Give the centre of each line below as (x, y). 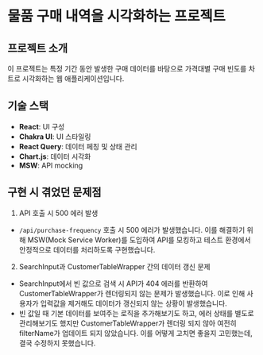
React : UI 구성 (42, 126)
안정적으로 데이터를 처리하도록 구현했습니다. (87, 249)
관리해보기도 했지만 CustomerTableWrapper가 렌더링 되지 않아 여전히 (128, 323)
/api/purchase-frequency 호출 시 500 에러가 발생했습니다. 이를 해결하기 (132, 230)
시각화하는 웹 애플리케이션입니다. (73, 79)
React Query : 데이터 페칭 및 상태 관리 (78, 146)
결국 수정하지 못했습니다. (57, 343)
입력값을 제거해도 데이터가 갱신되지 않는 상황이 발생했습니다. (133, 303)
